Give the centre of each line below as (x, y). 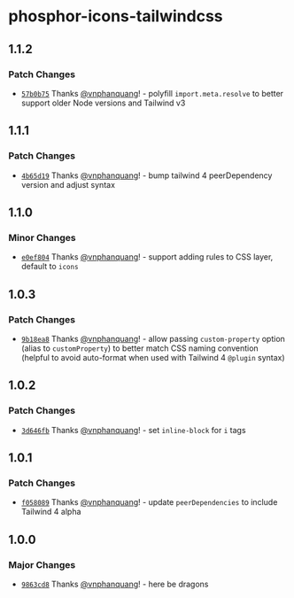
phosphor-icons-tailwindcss (116, 16)
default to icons (50, 267)
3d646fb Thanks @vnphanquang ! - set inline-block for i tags (133, 430)
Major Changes (42, 564)
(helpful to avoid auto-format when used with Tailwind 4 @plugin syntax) (153, 357)
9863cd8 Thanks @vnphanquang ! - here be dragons (115, 584)
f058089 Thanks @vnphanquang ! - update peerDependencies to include (149, 502)
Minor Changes (42, 237)
